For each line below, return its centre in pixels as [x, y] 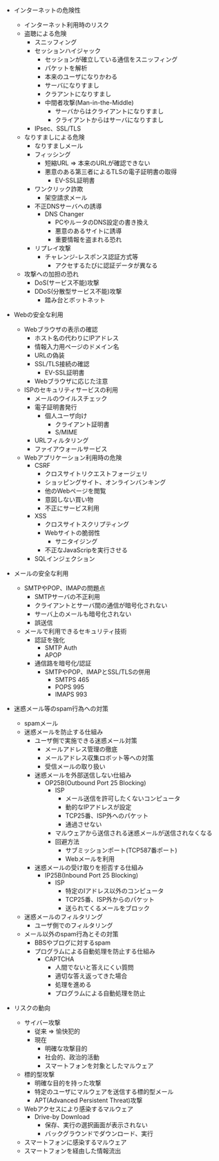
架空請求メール [66, 198]
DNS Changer [64, 214]
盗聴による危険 [45, 34]
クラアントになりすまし [78, 94]
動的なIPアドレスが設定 [98, 807]
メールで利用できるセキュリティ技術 [75, 631]
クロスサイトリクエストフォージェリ [96, 473]
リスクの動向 [32, 1008]
